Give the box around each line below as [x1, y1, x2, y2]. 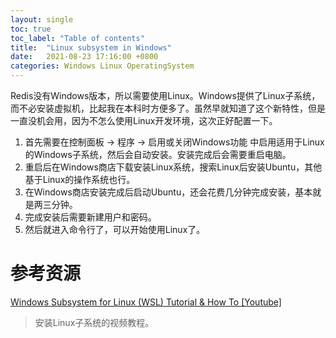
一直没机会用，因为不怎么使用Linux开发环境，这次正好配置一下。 [10, 115, 278, 126]
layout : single [10, 14, 74, 25]
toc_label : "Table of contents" [10, 33, 145, 43]
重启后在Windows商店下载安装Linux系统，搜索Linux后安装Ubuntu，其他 [24, 161, 323, 173]
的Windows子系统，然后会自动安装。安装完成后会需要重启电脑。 [24, 149, 292, 160]
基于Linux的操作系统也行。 [24, 174, 136, 185]
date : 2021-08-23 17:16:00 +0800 [10, 52, 159, 62]
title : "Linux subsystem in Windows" [10, 42, 172, 53]
